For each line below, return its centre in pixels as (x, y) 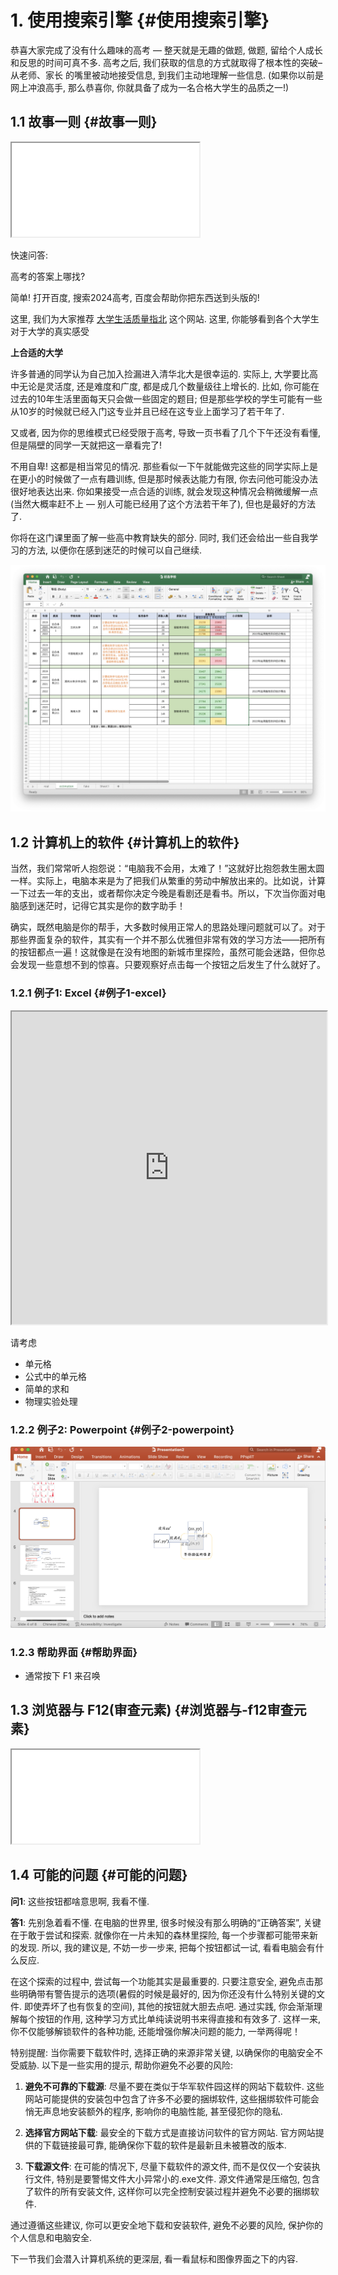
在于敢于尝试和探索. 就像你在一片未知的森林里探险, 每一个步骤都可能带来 (160, 1935)
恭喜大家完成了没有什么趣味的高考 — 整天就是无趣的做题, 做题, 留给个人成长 (166, 50)
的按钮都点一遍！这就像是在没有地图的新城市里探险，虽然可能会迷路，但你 (163, 952)
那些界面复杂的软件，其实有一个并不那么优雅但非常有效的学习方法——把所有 (168, 940)
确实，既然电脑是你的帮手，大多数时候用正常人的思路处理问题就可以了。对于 (168, 927)
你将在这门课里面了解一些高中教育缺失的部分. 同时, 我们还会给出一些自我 (160, 537)
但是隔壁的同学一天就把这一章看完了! (86, 445)
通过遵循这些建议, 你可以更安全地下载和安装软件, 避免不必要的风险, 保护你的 (166, 2225)
